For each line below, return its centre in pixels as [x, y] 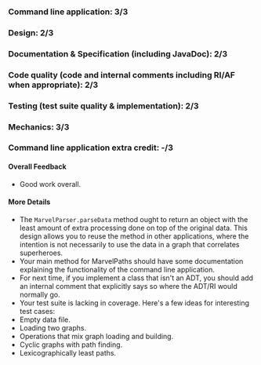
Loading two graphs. [53, 327]
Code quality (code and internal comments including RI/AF [121, 75]
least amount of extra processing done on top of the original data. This [134, 228]
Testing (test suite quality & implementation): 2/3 [103, 106]
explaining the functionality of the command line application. [117, 269]
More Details [29, 202]
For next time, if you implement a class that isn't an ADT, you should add [136, 278]
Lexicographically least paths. [67, 352]
